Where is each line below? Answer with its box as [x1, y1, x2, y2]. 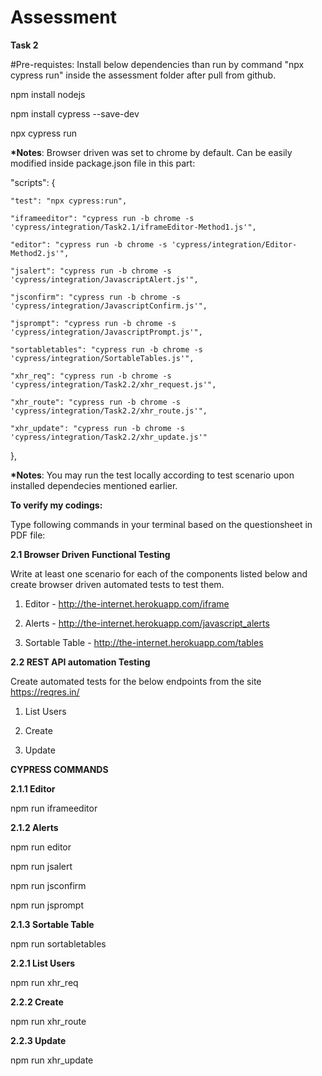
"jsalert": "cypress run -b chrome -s [10, 266, 172, 276]
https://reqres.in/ [10, 686, 80, 698]
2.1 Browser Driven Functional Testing [10, 548, 171, 560]
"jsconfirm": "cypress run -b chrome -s [10, 292, 182, 302]
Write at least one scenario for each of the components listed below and [10, 567, 308, 580]
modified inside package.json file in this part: [10, 157, 196, 169]
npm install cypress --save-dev [10, 107, 140, 120]
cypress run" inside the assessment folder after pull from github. [10, 69, 277, 81]
